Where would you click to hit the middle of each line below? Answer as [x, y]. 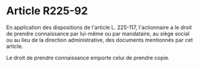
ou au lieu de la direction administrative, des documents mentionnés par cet [99, 40]
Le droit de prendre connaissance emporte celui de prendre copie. [88, 58]
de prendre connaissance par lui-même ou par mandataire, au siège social [98, 33]
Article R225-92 [47, 11]
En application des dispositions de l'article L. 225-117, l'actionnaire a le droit [99, 27]
